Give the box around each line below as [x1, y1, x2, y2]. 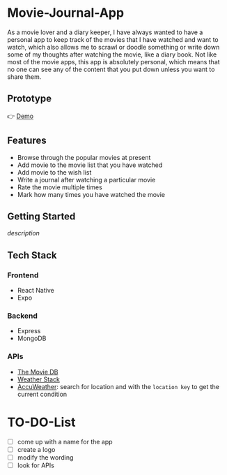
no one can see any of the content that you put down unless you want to [7, 65, 215, 73]
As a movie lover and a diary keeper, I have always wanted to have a [7, 28, 203, 36]
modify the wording [17, 453, 74, 462]
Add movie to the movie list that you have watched [17, 161, 163, 169]
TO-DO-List [7, 414, 76, 430]
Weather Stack [17, 375, 61, 383]
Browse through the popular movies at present [17, 153, 151, 161]
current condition [17, 390, 68, 398]
